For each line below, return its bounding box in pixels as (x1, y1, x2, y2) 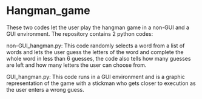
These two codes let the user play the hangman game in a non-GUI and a (6, 24, 190, 31)
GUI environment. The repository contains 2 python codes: (6, 30, 153, 37)
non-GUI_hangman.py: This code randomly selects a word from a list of (6, 42, 185, 49)
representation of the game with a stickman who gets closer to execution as (6, 80, 196, 87)
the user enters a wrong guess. (6, 86, 84, 93)
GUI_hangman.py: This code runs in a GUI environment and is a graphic (6, 73, 185, 80)
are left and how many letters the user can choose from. (6, 61, 147, 69)
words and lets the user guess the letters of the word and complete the (6, 48, 184, 55)
